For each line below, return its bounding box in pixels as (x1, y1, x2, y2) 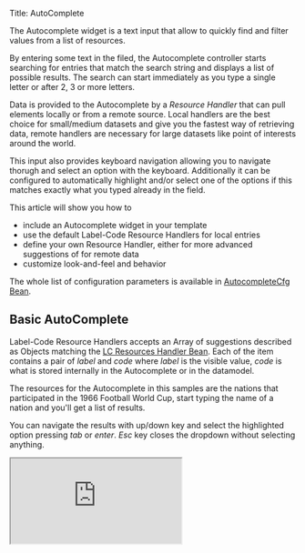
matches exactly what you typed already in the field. (9, 185, 206, 195)
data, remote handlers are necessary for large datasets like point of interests (9, 128, 297, 139)
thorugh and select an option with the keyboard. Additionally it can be (9, 166, 271, 176)
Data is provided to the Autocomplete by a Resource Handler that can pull (9, 99, 286, 110)
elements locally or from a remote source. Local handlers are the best (9, 109, 270, 119)
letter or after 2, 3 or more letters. (9, 82, 135, 92)
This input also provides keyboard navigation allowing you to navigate (9, 156, 271, 166)
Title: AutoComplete (9, 8, 85, 18)
